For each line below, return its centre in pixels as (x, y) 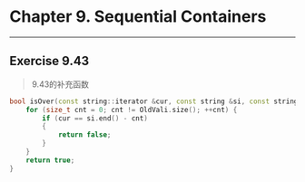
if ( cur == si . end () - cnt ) (95, 118)
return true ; (50, 160)
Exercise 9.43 (49, 61)
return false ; (84, 135)
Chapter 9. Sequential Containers (138, 17)
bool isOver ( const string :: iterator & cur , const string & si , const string (154, 101)
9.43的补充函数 (60, 84)
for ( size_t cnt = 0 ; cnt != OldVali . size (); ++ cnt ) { (132, 110)
